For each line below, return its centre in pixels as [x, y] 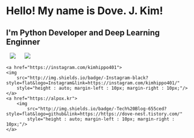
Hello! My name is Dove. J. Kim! [85, 11]
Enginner [23, 42]
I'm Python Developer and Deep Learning [83, 33]
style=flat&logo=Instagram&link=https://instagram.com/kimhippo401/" [93, 83]
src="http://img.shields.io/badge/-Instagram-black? [83, 78]
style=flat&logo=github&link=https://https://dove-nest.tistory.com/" [94, 114]
